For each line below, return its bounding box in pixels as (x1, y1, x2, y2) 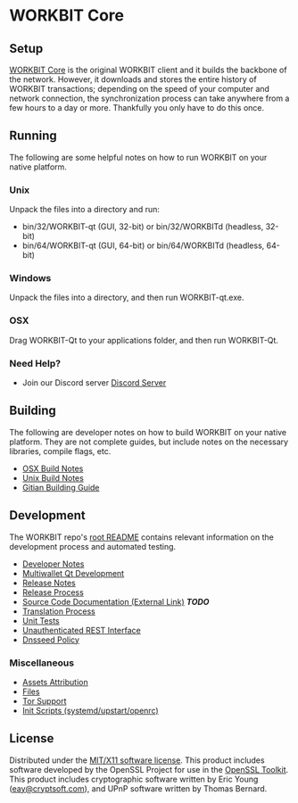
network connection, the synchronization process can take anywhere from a (9, 93, 290, 103)
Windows (9, 272, 52, 285)
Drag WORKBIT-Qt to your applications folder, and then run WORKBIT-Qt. (9, 335, 279, 345)
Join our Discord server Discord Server (21, 377, 167, 388)
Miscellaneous (9, 657, 74, 669)
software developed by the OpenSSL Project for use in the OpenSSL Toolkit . (9, 764, 289, 774)
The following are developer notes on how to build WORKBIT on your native (9, 426, 287, 437)
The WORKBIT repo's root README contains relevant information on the (9, 532, 274, 542)
